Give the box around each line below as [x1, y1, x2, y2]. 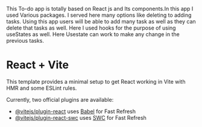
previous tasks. [6, 37, 44, 44]
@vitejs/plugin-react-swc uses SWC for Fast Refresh [14, 114, 147, 121]
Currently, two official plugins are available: [6, 96, 114, 103]
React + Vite [6, 58, 69, 72]
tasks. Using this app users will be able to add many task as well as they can [6, 18, 196, 25]
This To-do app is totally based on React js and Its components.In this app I [6, 5, 194, 12]
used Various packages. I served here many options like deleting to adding [6, 11, 192, 19]
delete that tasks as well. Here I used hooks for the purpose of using [6, 24, 176, 31]
